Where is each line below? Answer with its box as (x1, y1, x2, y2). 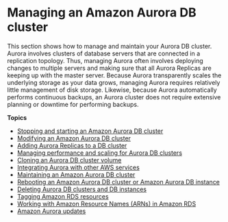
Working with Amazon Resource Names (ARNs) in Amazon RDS (16, 199, 197, 208)
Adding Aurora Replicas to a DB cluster (16, 141, 127, 149)
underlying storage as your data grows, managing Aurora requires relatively (7, 78, 220, 86)
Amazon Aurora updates (16, 207, 86, 215)
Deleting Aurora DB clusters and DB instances (16, 185, 147, 193)
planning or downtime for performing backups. (7, 100, 139, 108)
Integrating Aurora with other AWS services (16, 163, 140, 171)
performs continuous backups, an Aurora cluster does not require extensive (7, 92, 221, 101)
